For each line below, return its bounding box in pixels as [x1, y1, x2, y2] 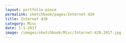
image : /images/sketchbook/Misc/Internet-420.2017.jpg [5, 30, 122, 35]
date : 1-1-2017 [5, 26, 37, 31]
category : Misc [5, 21, 37, 26]
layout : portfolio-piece [5, 7, 57, 12]
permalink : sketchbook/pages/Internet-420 [5, 12, 95, 17]
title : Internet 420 [5, 16, 48, 21]
